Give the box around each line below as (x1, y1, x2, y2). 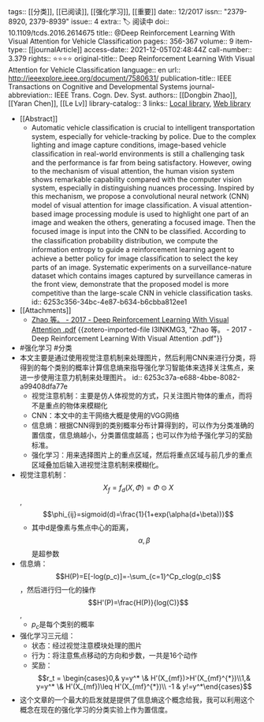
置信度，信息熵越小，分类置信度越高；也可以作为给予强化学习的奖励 (31, 431, 253, 440)
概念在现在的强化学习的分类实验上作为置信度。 (19, 705, 172, 714)
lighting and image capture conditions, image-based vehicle (31, 141, 227, 149)
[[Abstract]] (19, 114, 58, 123)
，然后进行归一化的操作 (19, 585, 96, 594)
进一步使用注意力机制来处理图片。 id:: (19, 373, 143, 382)
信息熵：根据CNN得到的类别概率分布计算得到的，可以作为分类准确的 (31, 421, 255, 430)
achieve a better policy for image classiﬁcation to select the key (31, 254, 239, 263)
